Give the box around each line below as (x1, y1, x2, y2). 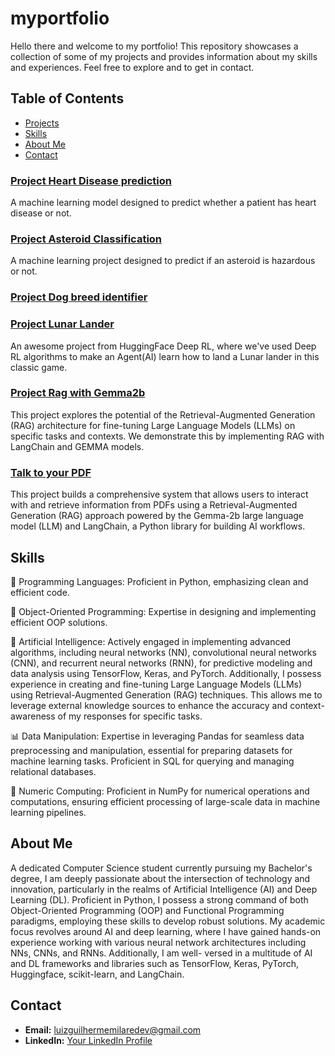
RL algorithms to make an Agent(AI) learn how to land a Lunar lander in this (10, 350, 320, 362)
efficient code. (10, 586, 70, 598)
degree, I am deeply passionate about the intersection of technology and (10, 872, 311, 884)
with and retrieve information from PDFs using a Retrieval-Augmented (10, 499, 298, 511)
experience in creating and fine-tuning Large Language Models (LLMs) (10, 678, 303, 690)
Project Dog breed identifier (10, 290, 148, 304)
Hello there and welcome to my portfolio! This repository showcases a (10, 40, 299, 52)
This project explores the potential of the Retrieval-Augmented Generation (10, 408, 316, 421)
